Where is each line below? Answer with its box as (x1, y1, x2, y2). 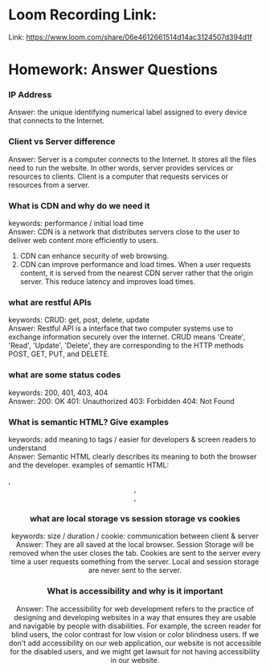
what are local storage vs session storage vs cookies (29, 513, 241, 524)
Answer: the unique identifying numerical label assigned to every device (8, 107, 247, 117)
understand (8, 443, 47, 452)
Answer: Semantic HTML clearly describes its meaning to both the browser (8, 451, 257, 461)
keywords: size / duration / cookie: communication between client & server (10, 531, 260, 541)
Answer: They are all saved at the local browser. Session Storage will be (15, 540, 255, 550)
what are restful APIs (8, 296, 92, 307)
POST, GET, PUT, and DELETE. (8, 349, 110, 359)
